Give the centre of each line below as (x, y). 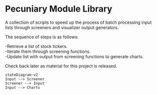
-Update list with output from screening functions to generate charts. (74, 56)
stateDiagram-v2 (21, 75)
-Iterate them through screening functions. (48, 51)
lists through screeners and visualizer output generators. (62, 27)
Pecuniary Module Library (59, 9)
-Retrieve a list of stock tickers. (36, 46)
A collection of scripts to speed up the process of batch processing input (78, 22)
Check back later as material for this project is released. (61, 66)
